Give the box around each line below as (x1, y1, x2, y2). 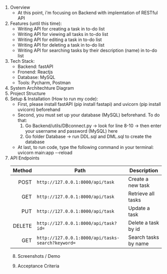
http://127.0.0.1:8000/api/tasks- (37, 235, 120, 241)
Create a (128, 176, 149, 182)
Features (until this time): (10, 20, 62, 26)
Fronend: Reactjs (17, 69, 53, 75)
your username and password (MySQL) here (25, 128, 118, 134)
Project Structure (10, 91, 46, 96)
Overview (10, 5, 30, 10)
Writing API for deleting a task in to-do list (17, 42, 105, 48)
